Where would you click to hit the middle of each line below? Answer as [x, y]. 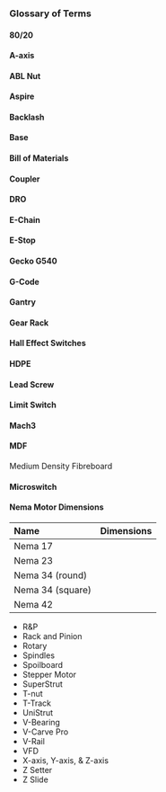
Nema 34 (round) [51, 575]
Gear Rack [29, 323]
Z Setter [37, 770]
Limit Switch [33, 405]
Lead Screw [32, 384]
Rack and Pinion [52, 636]
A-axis [22, 56]
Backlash [27, 117]
